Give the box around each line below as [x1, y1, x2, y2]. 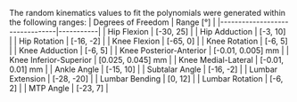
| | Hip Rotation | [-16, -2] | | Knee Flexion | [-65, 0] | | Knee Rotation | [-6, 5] [9, 35, 288, 46]
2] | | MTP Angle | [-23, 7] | [9, 83, 109, 93]
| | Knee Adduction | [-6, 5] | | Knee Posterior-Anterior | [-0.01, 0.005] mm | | [9, 45, 290, 56]
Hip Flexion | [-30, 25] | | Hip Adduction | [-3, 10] [107, 27, 286, 36]
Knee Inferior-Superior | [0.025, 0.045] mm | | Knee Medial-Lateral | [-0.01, [9, 55, 284, 65]
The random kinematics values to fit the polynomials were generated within [9, 8, 286, 18]
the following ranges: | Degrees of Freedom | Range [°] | [9, 17, 216, 27]
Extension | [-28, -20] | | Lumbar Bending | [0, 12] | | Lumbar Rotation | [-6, [9, 74, 284, 83]
